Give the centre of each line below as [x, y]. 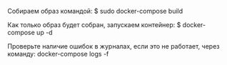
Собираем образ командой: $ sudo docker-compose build [95, 11]
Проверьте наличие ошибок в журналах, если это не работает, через [113, 46]
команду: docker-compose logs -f [58, 54]
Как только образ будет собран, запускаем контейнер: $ [94, 25]
